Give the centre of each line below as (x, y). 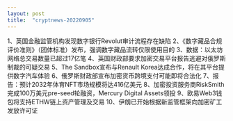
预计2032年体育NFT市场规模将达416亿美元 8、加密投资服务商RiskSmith (122, 84)
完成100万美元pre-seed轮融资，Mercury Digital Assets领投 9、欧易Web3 (112, 93)
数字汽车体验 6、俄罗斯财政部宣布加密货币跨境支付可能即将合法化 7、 (113, 75)
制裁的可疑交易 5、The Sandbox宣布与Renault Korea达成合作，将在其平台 (113, 67)
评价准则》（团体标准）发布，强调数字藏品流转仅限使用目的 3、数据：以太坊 (115, 49)
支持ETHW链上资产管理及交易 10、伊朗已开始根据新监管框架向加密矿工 (121, 102)
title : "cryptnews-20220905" (51, 20)
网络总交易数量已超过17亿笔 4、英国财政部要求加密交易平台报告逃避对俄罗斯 (116, 58)
